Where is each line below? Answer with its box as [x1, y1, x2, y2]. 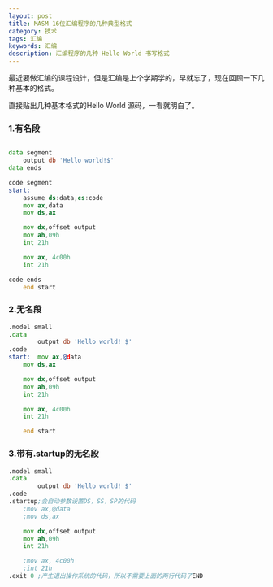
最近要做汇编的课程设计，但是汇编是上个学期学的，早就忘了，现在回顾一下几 [8, 73, 265, 82]
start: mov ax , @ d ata [8, 353, 82, 362]
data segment [8, 149, 53, 157]
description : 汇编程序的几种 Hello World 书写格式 [8, 50, 170, 58]
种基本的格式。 [8, 83, 58, 93]
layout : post [8, 11, 53, 20]
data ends [8, 164, 42, 172]
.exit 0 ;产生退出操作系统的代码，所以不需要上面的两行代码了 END [8, 572, 204, 580]
